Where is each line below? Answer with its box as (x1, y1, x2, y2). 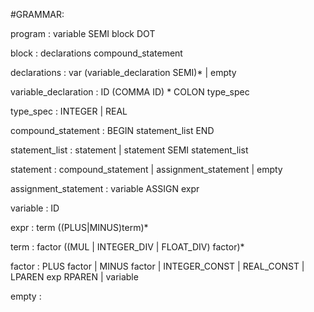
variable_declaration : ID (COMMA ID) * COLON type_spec (10, 86, 250, 98)
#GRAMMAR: (10, 9, 65, 20)
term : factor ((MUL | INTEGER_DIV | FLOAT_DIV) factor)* (10, 241, 245, 253)
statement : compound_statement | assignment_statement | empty (10, 164, 283, 175)
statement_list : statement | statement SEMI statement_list (10, 144, 249, 156)
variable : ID (10, 202, 60, 214)
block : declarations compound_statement (10, 47, 183, 59)
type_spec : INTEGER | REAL (10, 105, 128, 117)
